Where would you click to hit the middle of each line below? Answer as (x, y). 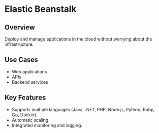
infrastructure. (19, 44)
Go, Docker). (25, 115)
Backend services (30, 82)
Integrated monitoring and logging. (47, 125)
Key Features (25, 98)
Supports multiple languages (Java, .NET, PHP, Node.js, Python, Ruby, (83, 109)
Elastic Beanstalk (41, 9)
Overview (20, 27)
